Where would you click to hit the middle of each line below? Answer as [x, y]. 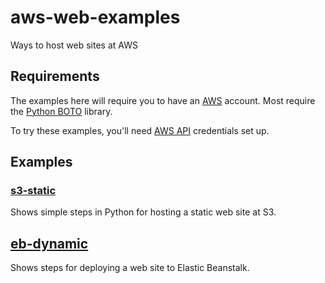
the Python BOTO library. [61, 111]
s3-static [33, 191]
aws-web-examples [95, 17]
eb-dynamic [49, 243]
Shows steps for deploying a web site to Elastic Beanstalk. [130, 268]
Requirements [55, 76]
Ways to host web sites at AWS [74, 45]
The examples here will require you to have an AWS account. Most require [163, 100]
